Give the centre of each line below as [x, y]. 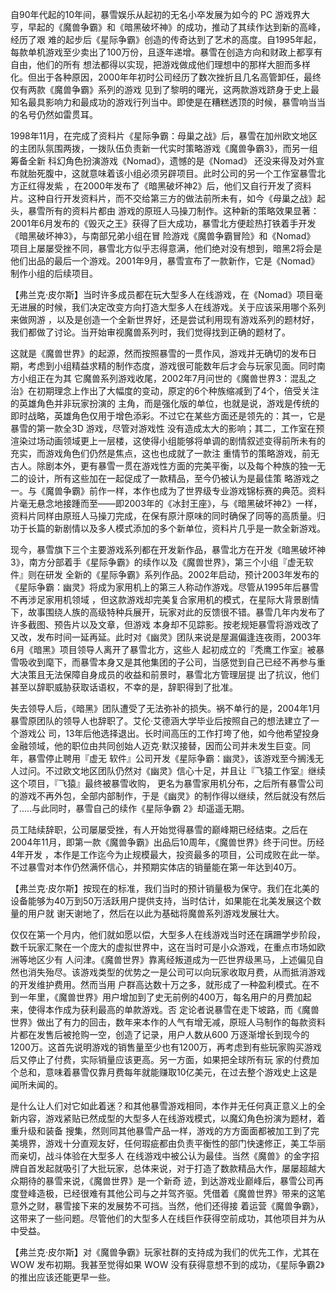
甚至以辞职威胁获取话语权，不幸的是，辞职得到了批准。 [124, 687]
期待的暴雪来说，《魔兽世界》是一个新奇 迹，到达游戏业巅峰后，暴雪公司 [166, 1181]
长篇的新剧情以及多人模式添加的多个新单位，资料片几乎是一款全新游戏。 [176, 528]
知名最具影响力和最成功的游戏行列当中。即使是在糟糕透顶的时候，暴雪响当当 [168, 102]
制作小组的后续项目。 [54, 273]
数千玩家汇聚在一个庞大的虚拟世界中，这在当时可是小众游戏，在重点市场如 [163, 947]
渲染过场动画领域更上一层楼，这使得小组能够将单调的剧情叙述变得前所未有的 [168, 441]
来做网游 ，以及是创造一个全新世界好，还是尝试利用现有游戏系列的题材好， [165, 319]
